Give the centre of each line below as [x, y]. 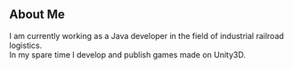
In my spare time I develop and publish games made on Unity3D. [128, 54]
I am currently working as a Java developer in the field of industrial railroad [147, 35]
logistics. [26, 45]
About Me [37, 15]
